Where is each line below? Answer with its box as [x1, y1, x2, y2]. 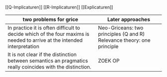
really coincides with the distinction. [7, 64, 91, 70]
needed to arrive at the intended [7, 37, 83, 44]
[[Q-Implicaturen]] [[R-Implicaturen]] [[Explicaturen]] [5, 4, 113, 10]
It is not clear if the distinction [7, 51, 77, 58]
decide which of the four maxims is [7, 31, 89, 37]
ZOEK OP [98, 57, 120, 64]
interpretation [7, 43, 40, 50]
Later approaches [107, 16, 151, 23]
